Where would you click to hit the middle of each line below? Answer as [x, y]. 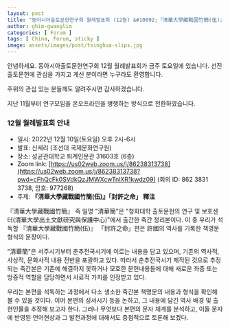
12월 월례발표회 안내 [38, 123]
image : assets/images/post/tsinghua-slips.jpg [75, 45]
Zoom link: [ [34, 164]
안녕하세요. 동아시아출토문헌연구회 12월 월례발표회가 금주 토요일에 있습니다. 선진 [115, 66]
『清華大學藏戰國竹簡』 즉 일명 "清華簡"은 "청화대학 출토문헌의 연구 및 [104, 211]
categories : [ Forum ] [39, 33]
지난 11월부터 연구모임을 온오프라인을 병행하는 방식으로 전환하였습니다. [101, 103]
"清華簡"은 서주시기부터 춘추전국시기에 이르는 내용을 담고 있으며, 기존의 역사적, [113, 252]
